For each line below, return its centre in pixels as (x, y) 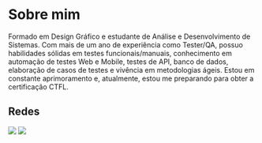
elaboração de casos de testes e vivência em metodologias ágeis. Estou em (131, 70)
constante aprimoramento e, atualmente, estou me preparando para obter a (131, 78)
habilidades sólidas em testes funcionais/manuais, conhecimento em (120, 53)
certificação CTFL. (38, 87)
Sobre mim (44, 15)
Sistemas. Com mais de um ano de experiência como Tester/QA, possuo (125, 44)
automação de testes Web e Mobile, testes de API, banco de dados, (118, 62)
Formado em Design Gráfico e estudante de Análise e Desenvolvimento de (129, 36)
